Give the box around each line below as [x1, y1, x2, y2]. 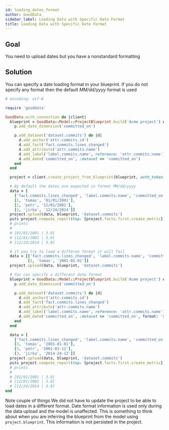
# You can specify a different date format [10, 272, 102, 277]
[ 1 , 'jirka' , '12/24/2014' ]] [14, 207, 75, 212]
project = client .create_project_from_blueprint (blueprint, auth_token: [10, 175, 165, 180]
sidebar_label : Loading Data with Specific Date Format [5, 17, 125, 22]
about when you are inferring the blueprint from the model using [5, 413, 138, 419]
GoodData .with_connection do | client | [5, 114, 87, 120]
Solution [5, 68, 32, 76]
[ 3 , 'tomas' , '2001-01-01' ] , [14, 341, 75, 347]
